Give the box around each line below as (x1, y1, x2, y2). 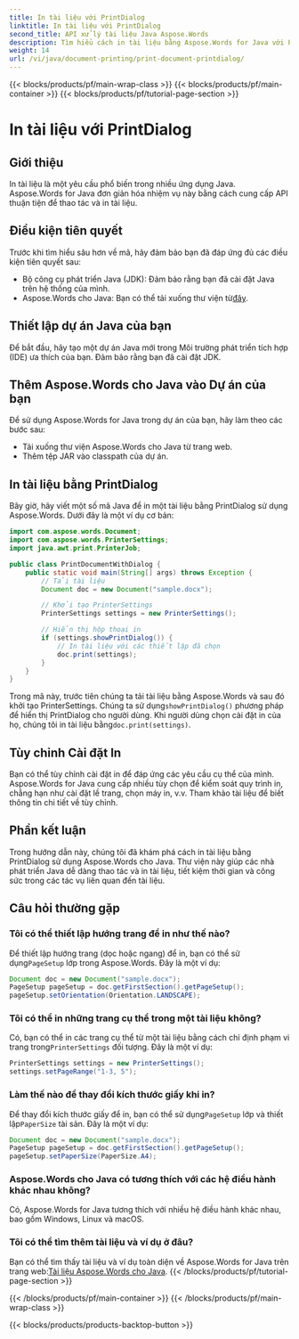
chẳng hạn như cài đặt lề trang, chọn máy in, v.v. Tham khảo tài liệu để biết (9, 788, 285, 798)
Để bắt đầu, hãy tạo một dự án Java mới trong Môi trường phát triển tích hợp (9, 342, 289, 353)
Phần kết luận (9, 823, 86, 838)
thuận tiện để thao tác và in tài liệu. (9, 198, 138, 208)
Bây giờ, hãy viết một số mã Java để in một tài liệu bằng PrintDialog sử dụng (9, 501, 288, 511)
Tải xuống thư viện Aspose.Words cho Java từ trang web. (21, 442, 233, 453)
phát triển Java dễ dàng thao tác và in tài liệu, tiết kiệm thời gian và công (9, 865, 276, 876)
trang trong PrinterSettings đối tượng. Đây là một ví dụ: (9, 1041, 214, 1052)
